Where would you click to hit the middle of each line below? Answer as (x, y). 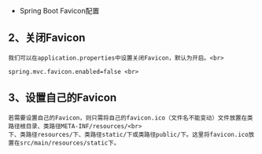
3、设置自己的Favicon (62, 98)
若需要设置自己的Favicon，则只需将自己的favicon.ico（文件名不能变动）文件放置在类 (131, 118)
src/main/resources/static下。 (70, 143)
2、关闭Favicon (47, 38)
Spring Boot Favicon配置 (59, 11)
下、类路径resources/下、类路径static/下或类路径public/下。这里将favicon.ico (129, 134)
